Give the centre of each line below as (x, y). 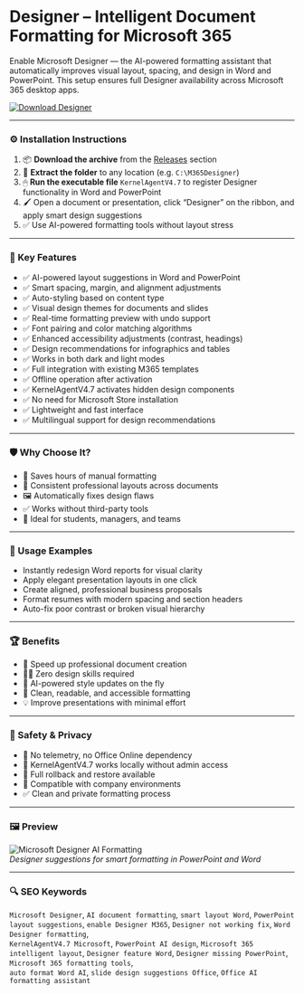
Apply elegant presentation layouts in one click (109, 580)
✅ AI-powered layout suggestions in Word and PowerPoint (132, 277)
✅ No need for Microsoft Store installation (100, 399)
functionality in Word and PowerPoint (92, 193)
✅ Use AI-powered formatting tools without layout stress (128, 225)
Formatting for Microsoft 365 (121, 36)
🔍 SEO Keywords (48, 891)
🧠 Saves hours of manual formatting (89, 476)
